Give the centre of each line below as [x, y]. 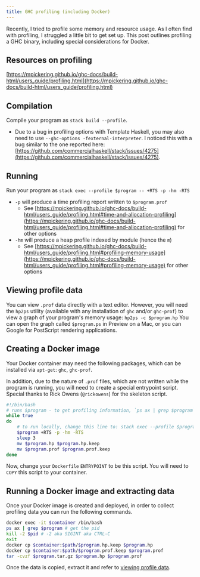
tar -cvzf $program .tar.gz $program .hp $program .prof [74, 556]
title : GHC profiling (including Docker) [58, 12]
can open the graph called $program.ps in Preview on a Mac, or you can [94, 323]
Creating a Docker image [53, 349]
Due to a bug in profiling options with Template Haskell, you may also [99, 132]
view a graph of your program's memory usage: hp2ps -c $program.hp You [98, 317]
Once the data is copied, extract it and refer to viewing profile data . [88, 567]
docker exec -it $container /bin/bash [54, 523]
